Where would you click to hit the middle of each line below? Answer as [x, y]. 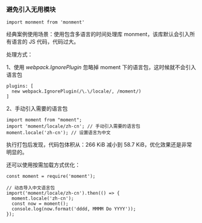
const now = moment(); [40, 204]
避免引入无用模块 [31, 9]
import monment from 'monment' [46, 22]
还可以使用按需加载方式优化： [43, 165]
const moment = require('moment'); [51, 176]
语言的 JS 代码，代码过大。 [45, 42]
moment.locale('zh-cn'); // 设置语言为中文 [58, 133]
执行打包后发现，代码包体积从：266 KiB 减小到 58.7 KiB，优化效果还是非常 [99, 145]
